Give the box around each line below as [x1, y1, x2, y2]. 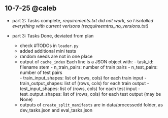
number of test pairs [19, 69, 62, 75]
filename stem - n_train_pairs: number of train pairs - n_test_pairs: [19, 64, 158, 70]
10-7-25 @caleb [5, 4, 57, 13]
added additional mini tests [19, 48, 77, 54]
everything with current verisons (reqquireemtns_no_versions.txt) [12, 23, 149, 29]
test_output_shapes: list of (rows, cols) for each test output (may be [19, 91, 161, 97]
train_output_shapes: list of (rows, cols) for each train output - [19, 80, 149, 86]
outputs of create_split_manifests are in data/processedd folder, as [19, 101, 163, 108]
